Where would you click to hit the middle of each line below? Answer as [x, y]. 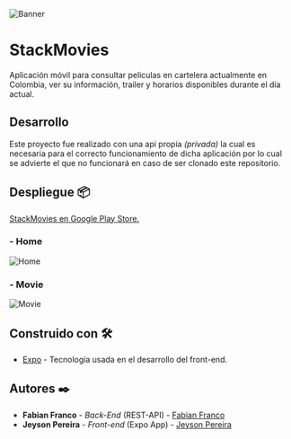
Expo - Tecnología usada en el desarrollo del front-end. [124, 359]
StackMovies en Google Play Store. [75, 218]
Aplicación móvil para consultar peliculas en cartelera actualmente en [138, 75]
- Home [26, 241]
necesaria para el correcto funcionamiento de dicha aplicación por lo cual [146, 154]
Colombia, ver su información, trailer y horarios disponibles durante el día [145, 84]
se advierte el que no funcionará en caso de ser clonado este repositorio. [145, 162]
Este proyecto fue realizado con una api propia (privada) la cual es [132, 144]
